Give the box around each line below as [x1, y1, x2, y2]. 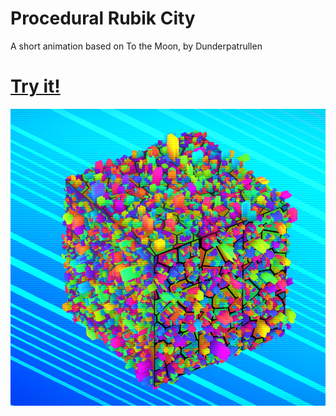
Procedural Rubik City [10, 7, 196, 30]
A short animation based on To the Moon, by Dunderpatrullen [10, 40, 263, 52]
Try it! [10, 75, 61, 98]
